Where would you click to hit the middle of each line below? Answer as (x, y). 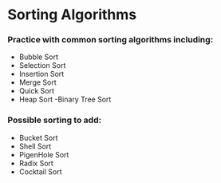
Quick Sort (37, 91)
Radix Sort (36, 163)
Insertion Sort (41, 74)
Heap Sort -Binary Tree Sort (65, 99)
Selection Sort (42, 66)
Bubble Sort (39, 57)
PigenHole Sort (44, 154)
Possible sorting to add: (54, 120)
